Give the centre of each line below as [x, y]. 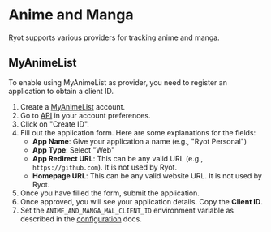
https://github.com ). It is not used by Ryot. [104, 167]
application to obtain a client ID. [61, 91]
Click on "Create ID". [54, 124]
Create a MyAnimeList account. [73, 106]
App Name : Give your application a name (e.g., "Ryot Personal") [140, 141]
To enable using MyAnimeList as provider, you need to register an [118, 82]
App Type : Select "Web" [73, 150]
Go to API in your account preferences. [85, 115]
